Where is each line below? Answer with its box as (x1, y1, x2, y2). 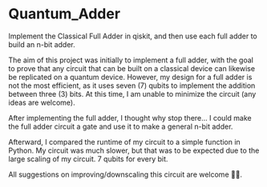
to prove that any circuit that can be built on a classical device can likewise (8, 63, 255, 73)
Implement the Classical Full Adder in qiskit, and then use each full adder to (8, 31, 258, 41)
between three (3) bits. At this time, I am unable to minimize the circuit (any (8, 89, 257, 98)
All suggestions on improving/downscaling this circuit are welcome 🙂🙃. (8, 169, 243, 179)
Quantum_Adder (8, 5, 121, 23)
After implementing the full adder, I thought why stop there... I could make (8, 113, 252, 122)
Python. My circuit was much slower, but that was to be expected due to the (8, 145, 260, 155)
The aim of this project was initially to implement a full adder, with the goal (8, 55, 254, 65)
